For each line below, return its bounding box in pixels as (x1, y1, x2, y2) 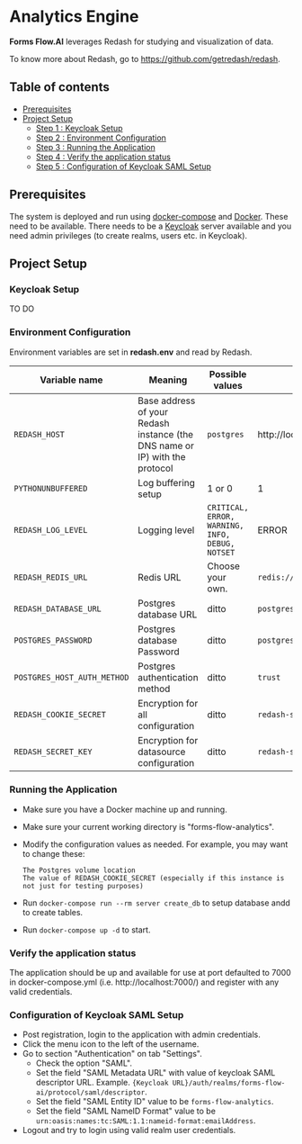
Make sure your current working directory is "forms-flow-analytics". (22, 821, 274, 832)
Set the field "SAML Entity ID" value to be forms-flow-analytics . (35, 1096, 274, 1107)
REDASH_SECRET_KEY (13, 746, 93, 757)
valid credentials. (9, 986, 73, 997)
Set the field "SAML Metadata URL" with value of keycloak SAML (35, 1067, 276, 1078)
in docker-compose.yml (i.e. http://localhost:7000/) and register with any (9, 977, 280, 987)
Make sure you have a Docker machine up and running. (22, 804, 227, 815)
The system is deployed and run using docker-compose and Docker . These (9, 211, 289, 221)
